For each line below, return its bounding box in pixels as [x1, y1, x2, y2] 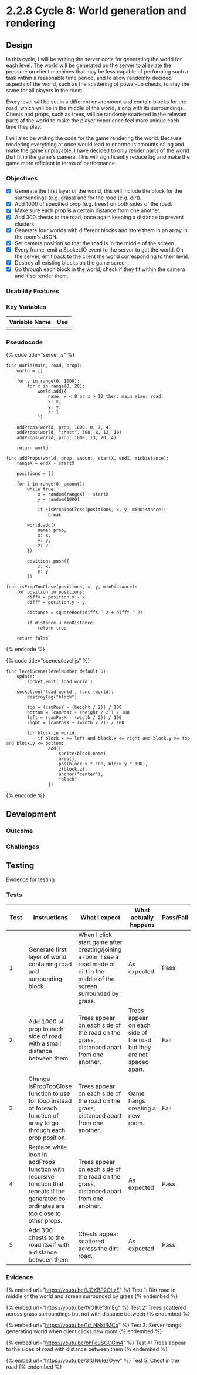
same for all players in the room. [6, 87, 84, 93]
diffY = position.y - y [27, 600, 85, 605]
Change [28, 1075, 50, 1083]
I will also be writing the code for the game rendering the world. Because [6, 135, 182, 142]
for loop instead [28, 1096, 72, 1105]
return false [16, 635, 49, 641]
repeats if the [28, 1187, 66, 1195]
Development [6, 809, 57, 819]
